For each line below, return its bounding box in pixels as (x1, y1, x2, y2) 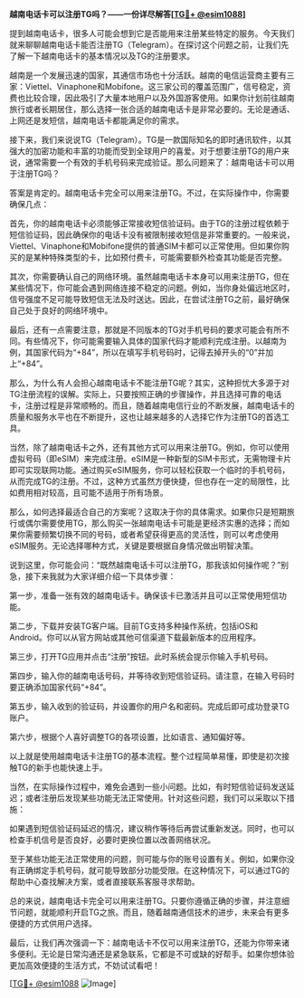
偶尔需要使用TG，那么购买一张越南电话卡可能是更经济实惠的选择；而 (24, 518, 282, 528)
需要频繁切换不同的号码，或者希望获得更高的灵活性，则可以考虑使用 (24, 529, 279, 539)
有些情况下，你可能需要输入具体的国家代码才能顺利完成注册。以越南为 (24, 336, 287, 347)
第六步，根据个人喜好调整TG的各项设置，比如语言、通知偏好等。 (9, 732, 251, 742)
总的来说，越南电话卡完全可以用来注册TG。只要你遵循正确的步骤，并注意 (9, 896, 282, 906)
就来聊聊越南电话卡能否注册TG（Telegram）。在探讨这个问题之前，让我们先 (9, 40, 290, 50)
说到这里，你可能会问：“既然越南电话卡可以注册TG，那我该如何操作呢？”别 (9, 560, 290, 570)
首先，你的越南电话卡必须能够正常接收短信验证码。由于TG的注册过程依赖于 (9, 218, 290, 229)
